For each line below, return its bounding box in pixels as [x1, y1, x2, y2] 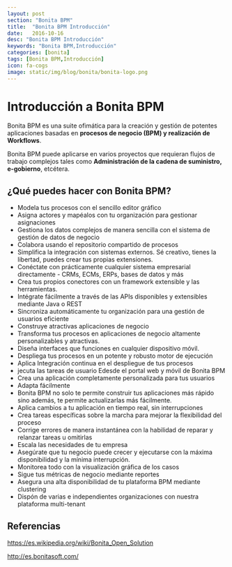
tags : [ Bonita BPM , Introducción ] [7, 56, 105, 63]
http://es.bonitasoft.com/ [7, 552, 79, 561]
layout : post [7, 10, 45, 17]
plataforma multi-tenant [17, 500, 86, 508]
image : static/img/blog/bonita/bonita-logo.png [7, 68, 148, 75]
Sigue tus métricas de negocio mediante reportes [17, 470, 160, 478]
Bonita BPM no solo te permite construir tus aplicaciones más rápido [17, 388, 215, 398]
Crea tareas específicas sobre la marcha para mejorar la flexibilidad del [17, 411, 222, 419]
